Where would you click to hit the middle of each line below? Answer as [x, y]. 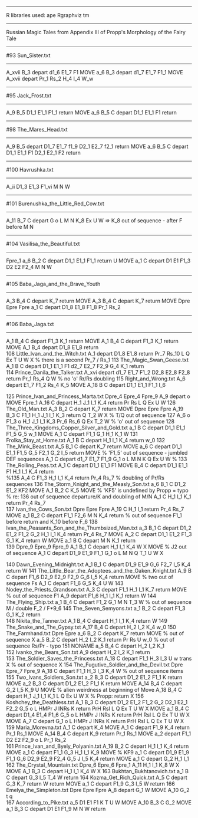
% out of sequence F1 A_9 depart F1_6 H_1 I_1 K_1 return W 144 [81, 596]
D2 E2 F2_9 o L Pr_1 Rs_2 [36, 740]
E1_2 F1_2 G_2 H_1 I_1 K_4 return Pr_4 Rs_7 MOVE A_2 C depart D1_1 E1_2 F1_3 [99, 534]
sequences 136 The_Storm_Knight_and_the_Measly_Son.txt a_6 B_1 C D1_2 [96, 484]
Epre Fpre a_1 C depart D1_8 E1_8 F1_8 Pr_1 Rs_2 [63, 307]
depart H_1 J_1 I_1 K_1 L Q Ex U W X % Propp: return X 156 [75, 696]
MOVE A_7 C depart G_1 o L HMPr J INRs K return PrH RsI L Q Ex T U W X [95, 721]
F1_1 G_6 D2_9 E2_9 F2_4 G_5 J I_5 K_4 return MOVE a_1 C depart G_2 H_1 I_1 [98, 759]
